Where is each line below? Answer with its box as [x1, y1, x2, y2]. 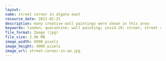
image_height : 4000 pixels [5, 44, 61, 49]
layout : [5, 7, 21, 12]
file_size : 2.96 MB [5, 35, 45, 40]
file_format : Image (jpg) [5, 30, 58, 35]
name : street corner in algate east [5, 12, 81, 17]
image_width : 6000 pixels [5, 39, 58, 44]
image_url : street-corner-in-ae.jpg [5, 48, 81, 53]
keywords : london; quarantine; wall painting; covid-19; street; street [5, 26, 158, 30]
